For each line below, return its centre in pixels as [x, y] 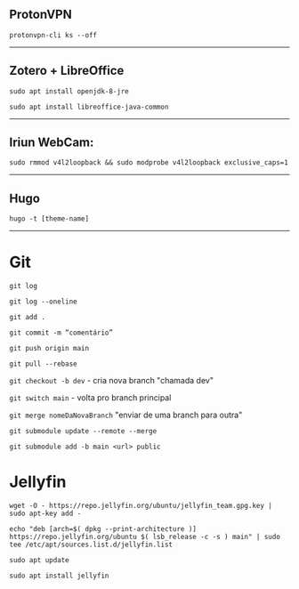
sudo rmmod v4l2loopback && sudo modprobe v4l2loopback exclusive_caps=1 [149, 163]
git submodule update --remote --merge [83, 432]
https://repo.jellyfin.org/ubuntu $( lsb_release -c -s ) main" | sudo [145, 537]
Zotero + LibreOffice [67, 71]
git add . [28, 318]
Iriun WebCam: [52, 143]
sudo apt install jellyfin [59, 576]
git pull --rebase [43, 364]
